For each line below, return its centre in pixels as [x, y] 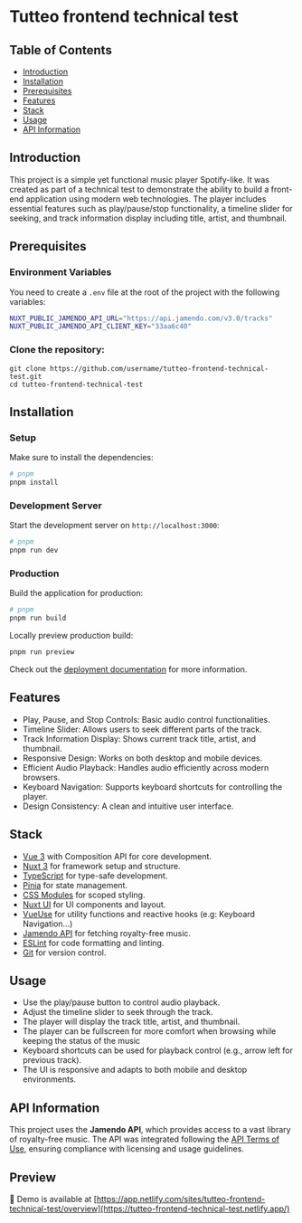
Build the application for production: [76, 593]
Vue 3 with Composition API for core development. [117, 856]
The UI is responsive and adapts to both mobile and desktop [135, 1070]
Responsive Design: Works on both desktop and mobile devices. [142, 758]
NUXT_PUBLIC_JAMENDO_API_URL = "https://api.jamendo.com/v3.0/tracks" [141, 318]
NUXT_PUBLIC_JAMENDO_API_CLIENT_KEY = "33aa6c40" [101, 327]
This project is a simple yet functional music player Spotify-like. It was [139, 179]
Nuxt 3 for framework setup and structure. [101, 866]
